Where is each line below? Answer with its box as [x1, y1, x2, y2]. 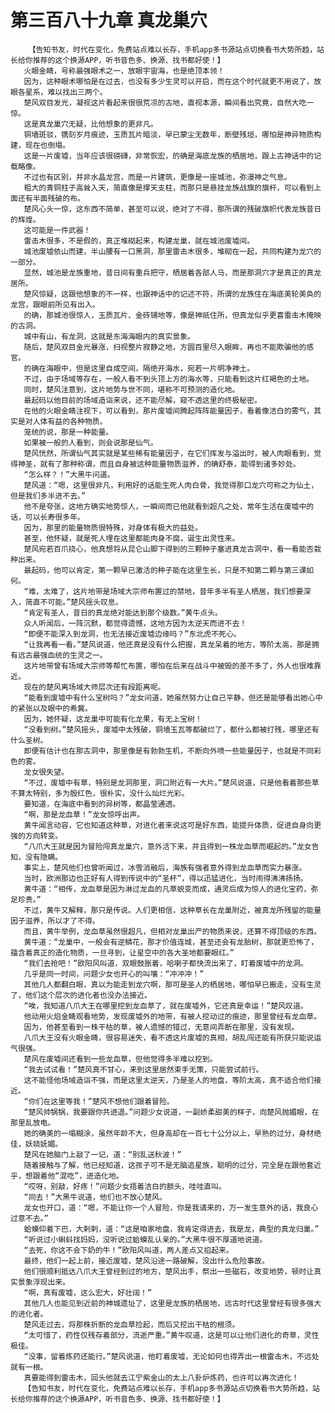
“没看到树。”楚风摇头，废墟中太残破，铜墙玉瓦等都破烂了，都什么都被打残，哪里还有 [23, 724, 320, 735]
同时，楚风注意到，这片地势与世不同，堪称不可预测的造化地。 [23, 384, 240, 395]
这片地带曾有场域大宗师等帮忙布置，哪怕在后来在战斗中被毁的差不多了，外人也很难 [23, 661, 315, 671]
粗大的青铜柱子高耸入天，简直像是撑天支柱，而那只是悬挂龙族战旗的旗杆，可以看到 [23, 182, 315, 193]
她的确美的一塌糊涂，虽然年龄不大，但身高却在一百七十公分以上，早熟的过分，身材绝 [23, 1128, 322, 1138]
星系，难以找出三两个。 [24, 87, 108, 97]
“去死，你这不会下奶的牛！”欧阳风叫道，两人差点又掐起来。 [23, 1245, 234, 1255]
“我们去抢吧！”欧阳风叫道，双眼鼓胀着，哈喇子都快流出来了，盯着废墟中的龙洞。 [23, 958, 308, 968]
